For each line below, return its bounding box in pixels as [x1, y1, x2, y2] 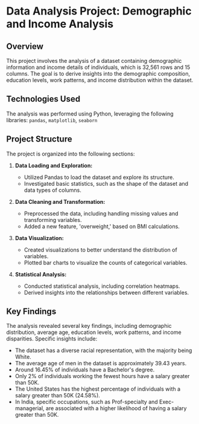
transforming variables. [24, 216, 82, 223]
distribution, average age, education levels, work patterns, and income [6, 328, 182, 336]
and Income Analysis [6, 17, 114, 31]
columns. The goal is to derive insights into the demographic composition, [6, 70, 191, 77]
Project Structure [6, 134, 72, 145]
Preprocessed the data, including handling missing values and [24, 210, 179, 217]
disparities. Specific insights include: [6, 335, 98, 342]
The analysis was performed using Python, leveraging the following [6, 110, 174, 117]
